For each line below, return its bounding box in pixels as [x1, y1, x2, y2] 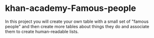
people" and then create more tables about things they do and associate [5, 23, 149, 29]
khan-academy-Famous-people [5, 3, 137, 14]
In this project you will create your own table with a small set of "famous [5, 19, 149, 24]
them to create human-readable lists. [5, 28, 79, 34]
